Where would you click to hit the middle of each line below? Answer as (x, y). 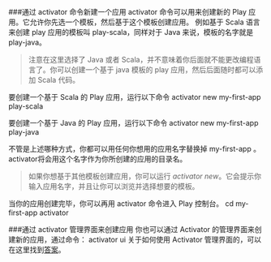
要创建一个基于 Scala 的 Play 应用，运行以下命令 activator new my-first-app (135, 97)
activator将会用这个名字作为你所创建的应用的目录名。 (98, 159)
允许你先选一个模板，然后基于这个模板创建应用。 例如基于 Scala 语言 (145, 22)
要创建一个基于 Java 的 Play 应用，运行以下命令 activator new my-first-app (133, 123)
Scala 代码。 (58, 80)
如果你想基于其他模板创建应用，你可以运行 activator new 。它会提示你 (145, 176)
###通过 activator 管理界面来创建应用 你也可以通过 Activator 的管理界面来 (132, 229)
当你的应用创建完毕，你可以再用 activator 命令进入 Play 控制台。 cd (121, 204)
